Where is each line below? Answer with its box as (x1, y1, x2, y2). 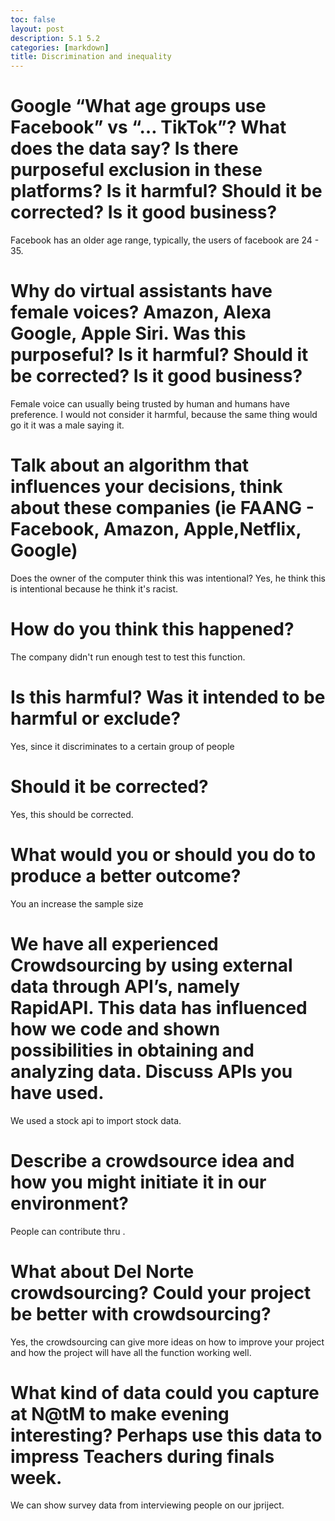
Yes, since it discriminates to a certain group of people (10, 740, 235, 752)
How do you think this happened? (10, 618, 295, 641)
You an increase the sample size (10, 897, 144, 910)
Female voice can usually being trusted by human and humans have (10, 398, 290, 410)
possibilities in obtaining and (10, 1039, 255, 1061)
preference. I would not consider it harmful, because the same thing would (10, 409, 318, 420)
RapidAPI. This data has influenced (10, 996, 308, 1019)
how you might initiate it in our (10, 1171, 267, 1193)
